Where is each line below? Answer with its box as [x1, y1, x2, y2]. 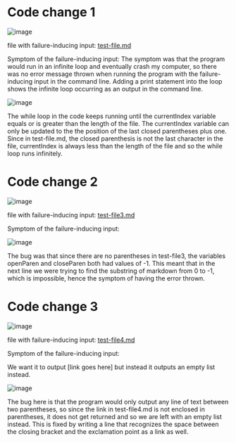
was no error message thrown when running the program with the [7, 70, 199, 78]
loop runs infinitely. [7, 149, 63, 158]
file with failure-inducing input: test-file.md [7, 41, 132, 49]
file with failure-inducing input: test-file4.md [7, 335, 135, 344]
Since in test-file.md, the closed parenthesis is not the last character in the [7, 134, 223, 143]
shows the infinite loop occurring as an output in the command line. [7, 84, 203, 93]
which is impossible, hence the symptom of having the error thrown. [7, 274, 206, 282]
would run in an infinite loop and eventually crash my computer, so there [7, 62, 217, 70]
